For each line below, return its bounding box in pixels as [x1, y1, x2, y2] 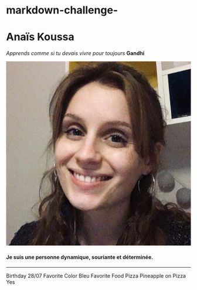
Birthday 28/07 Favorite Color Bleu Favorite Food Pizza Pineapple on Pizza [6, 272, 186, 279]
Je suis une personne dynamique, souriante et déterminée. [6, 253, 154, 261]
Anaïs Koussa [6, 30, 74, 44]
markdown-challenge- [6, 4, 118, 17]
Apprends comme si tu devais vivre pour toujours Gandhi [6, 50, 145, 57]
